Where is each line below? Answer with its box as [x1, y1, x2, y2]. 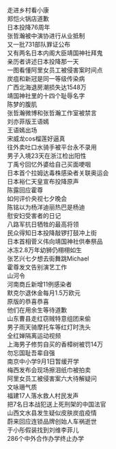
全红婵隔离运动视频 [7, 332, 61, 339]
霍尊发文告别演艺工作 [7, 263, 67, 271]
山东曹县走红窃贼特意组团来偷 [7, 315, 91, 322]
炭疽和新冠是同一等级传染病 [7, 75, 85, 82]
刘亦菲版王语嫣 [7, 117, 49, 125]
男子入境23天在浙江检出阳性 [7, 151, 87, 160]
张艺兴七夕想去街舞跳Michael [7, 254, 89, 263]
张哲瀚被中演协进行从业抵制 [7, 32, 85, 40]
